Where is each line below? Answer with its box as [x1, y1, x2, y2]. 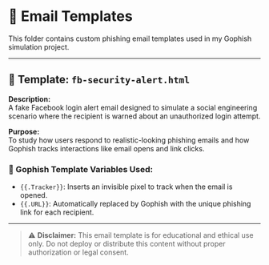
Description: [8, 94, 50, 103]
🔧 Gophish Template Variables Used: [8, 163, 154, 175]
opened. [19, 191, 48, 200]
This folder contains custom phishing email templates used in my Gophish [8, 34, 252, 43]
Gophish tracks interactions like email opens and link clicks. [8, 143, 205, 153]
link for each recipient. [19, 207, 94, 217]
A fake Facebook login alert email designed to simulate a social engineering [8, 102, 258, 112]
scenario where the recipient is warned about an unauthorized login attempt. [8, 111, 261, 121]
